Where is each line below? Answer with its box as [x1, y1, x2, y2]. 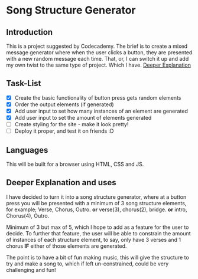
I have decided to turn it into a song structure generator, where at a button [6, 193, 187, 201]
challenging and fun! [6, 266, 56, 273]
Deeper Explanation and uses [6, 178, 116, 188]
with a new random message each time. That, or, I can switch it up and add [6, 55, 189, 62]
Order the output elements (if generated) [14, 101, 114, 108]
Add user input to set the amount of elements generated [14, 114, 152, 121]
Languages [6, 145, 48, 155]
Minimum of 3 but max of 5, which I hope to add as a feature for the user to [6, 224, 189, 231]
